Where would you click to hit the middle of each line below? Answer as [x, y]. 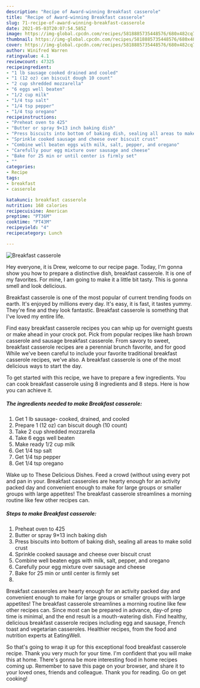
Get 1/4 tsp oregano [39, 463]
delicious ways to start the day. [44, 366]
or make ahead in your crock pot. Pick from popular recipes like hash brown [99, 334]
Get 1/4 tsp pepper [38, 457]
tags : [13, 178]
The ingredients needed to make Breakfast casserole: [74, 404]
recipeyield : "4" [28, 228]
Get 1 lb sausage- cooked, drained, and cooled [72, 419]
